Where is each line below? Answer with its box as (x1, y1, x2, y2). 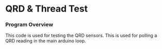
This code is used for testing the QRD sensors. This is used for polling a (5, 32, 157, 38)
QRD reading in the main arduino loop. (5, 38, 86, 44)
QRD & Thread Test (5, 3, 88, 15)
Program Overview (5, 21, 53, 28)
